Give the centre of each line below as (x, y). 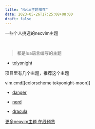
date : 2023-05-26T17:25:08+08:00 (39, 14)
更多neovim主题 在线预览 (30, 122)
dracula (20, 111)
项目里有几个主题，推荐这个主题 (37, 73)
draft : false (18, 19)
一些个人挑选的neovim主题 (32, 33)
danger (19, 92)
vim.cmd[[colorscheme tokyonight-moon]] (48, 83)
